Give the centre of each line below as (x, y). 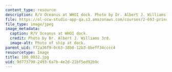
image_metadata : (23, 29)
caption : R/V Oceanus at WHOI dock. (49, 33)
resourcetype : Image (27, 52)
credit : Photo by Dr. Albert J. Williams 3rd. (60, 39)
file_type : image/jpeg (29, 24)
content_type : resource (31, 10)
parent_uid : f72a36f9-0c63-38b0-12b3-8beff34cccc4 (60, 48)
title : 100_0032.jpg (27, 57)
